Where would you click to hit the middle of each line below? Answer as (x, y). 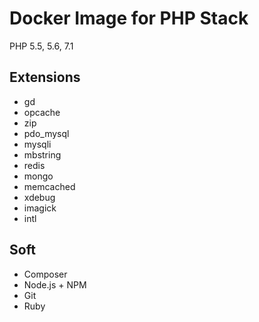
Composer (45, 274)
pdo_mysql (46, 133)
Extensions (45, 77)
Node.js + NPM (55, 284)
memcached (49, 186)
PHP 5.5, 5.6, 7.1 (41, 46)
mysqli (37, 144)
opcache (42, 112)
